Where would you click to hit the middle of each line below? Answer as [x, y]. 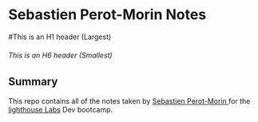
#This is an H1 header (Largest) [60, 37]
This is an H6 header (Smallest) [61, 55]
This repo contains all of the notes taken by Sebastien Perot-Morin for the [129, 100]
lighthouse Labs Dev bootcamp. [61, 109]
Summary [33, 82]
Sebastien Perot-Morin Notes [107, 15]
